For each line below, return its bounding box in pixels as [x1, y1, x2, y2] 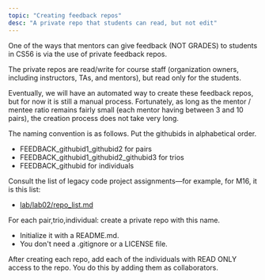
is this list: [8, 184, 41, 194]
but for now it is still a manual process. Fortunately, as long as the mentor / [8, 96, 252, 106]
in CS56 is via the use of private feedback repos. [8, 49, 168, 59]
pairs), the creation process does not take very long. [8, 113, 180, 123]
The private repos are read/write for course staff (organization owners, [8, 64, 239, 74]
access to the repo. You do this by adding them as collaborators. [8, 263, 219, 272]
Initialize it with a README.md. [19, 230, 119, 240]
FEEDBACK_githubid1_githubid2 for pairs [19, 144, 153, 153]
